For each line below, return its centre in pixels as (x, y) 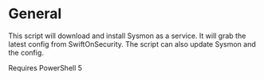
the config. (26, 52)
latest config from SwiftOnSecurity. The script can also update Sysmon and (132, 44)
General (35, 14)
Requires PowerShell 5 (45, 67)
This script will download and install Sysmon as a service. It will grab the (127, 36)
